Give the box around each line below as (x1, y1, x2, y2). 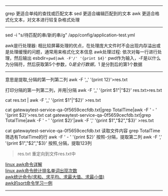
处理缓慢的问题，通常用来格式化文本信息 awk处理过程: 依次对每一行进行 (9, 49, 157, 55)
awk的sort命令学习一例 (5, 180, 52, 186)
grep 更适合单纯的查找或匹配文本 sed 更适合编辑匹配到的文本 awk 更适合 (5, 10, 155, 16)
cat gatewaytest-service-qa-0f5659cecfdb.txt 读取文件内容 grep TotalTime (5, 128, 160, 134)
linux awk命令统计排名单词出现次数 (5, 168, 77, 174)
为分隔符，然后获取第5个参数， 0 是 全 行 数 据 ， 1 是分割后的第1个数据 (5, 61, 142, 67)
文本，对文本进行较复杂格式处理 (13, 17, 80, 22)
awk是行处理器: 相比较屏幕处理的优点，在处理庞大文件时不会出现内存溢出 (5, 43, 156, 48)
